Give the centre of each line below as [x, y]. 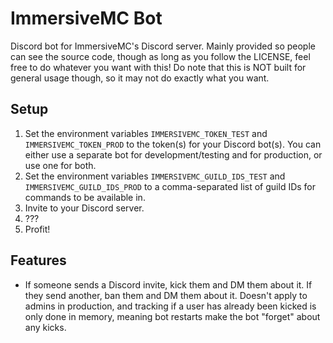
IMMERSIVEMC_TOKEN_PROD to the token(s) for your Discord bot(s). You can [173, 144]
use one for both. [60, 165]
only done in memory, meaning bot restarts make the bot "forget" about [172, 316]
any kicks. [45, 327]
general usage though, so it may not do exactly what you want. [140, 78]
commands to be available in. [85, 197]
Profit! [37, 229]
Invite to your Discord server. [84, 208]
